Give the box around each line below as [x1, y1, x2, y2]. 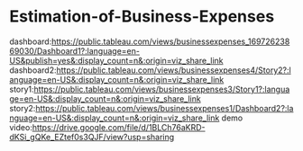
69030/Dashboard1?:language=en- [9, 45, 140, 56]
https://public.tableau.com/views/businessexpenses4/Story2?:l [56, 65, 291, 75]
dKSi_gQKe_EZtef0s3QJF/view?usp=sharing [9, 131, 175, 142]
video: [9, 121, 33, 132]
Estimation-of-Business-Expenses [9, 6, 275, 27]
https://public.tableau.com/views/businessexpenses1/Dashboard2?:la [35, 102, 294, 113]
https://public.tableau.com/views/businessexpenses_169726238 [50, 36, 290, 47]
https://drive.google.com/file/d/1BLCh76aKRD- [32, 121, 206, 132]
